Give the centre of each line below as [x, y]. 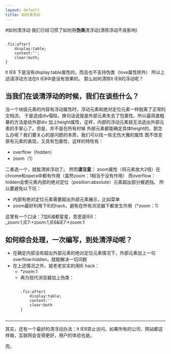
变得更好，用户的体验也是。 [65, 336]
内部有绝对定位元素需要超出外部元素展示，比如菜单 [66, 199]
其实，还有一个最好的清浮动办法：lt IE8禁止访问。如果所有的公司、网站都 [82, 329]
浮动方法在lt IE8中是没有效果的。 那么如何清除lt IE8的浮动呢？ [79, 78]
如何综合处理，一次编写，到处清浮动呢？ [69, 240]
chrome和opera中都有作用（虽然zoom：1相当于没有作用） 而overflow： [81, 176]
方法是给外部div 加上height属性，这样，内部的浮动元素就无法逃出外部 [87, 122]
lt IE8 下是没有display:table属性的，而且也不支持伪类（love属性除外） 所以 [83, 72]
